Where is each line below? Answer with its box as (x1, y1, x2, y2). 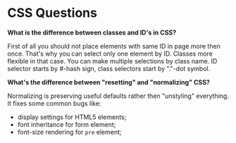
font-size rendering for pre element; (17, 128, 122, 136)
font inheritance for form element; (17, 120, 116, 128)
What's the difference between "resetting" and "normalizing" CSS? (7, 77, 210, 86)
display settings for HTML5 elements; (17, 113, 127, 121)
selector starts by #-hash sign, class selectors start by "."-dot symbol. (7, 64, 211, 73)
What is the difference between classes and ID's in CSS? (7, 28, 177, 37)
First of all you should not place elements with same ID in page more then (7, 42, 221, 50)
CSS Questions (7, 5, 97, 21)
